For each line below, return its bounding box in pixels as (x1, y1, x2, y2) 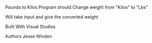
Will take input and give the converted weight (5, 14, 98, 19)
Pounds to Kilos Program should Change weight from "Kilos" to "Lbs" (5, 4, 148, 10)
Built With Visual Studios (5, 23, 56, 29)
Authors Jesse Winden (5, 33, 52, 39)
